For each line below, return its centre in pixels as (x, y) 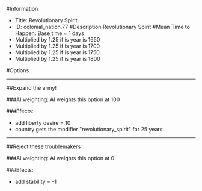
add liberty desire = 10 (43, 123)
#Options (18, 70)
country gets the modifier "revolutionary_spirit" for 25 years (89, 129)
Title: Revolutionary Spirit (46, 20)
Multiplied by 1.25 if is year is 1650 (57, 39)
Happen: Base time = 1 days (49, 33)
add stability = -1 (36, 181)
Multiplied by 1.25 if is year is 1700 (57, 46)
